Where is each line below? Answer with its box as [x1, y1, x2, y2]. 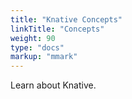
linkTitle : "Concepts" [10, 24, 105, 34]
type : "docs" [10, 42, 65, 53]
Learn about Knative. [10, 79, 97, 91]
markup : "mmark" [10, 52, 78, 62]
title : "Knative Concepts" [10, 14, 123, 25]
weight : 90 [10, 33, 56, 43]
